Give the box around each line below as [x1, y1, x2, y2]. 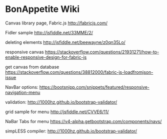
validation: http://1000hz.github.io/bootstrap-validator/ [5, 99, 117, 105]
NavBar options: [5, 84, 38, 90]
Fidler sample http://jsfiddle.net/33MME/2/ [5, 29, 93, 35]
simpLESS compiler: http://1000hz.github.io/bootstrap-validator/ [5, 128, 137, 134]
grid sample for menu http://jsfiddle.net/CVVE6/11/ [5, 109, 109, 115]
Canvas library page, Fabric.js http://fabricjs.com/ [5, 20, 107, 26]
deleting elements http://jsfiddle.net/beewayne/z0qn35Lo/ [5, 39, 126, 45]
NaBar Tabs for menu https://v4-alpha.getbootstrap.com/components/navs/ [5, 118, 162, 124]
